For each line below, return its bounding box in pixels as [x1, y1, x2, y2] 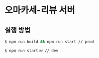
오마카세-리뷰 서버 [4, 4, 75, 16]
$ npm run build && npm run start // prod [4, 39, 94, 44]
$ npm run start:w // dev [4, 48, 58, 53]
